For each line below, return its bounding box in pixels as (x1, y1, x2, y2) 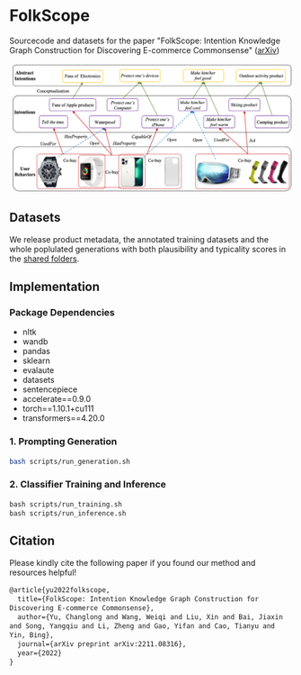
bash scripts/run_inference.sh (9, 508, 127, 518)
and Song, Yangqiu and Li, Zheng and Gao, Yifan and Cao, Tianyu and (9, 621, 276, 631)
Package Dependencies (9, 306, 115, 318)
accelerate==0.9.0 (22, 394, 92, 405)
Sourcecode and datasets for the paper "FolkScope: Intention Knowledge (9, 35, 281, 46)
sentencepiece (22, 384, 78, 395)
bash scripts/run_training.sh (9, 499, 123, 509)
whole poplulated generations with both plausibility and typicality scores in (9, 243, 286, 254)
